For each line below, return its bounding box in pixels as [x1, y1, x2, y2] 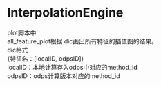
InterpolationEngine [7, 5, 124, 21]
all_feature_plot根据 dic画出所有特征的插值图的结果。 [7, 37, 158, 46]
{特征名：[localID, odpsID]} [7, 54, 84, 63]
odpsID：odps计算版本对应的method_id [7, 71, 120, 80]
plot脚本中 [7, 28, 37, 37]
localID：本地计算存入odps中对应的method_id [7, 63, 138, 71]
